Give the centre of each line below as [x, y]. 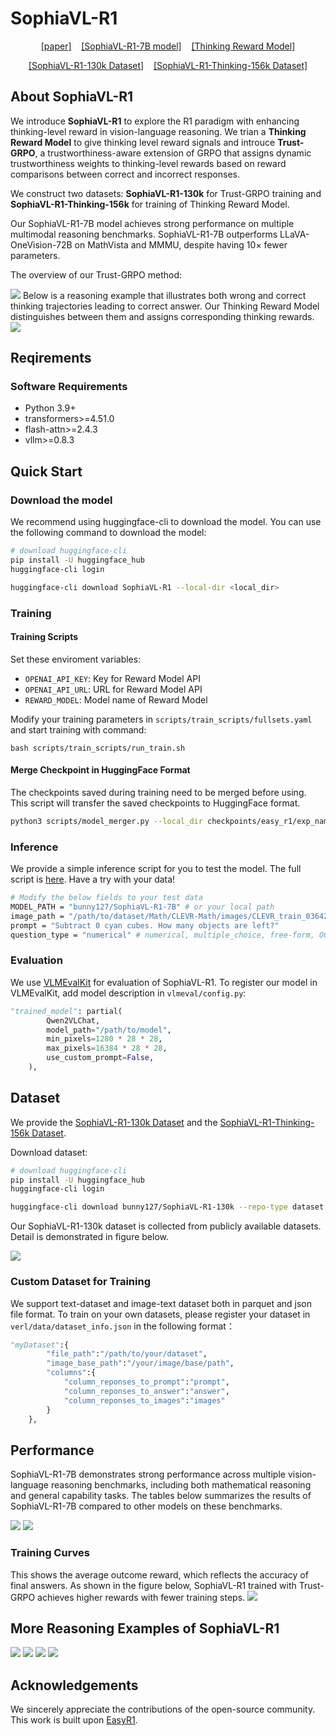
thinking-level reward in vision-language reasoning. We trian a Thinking [158, 131]
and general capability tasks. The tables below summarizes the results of [161, 1496]
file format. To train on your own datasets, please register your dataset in [160, 1314]
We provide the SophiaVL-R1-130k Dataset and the [114, 1122]
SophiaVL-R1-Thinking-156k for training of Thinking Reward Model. [150, 204]
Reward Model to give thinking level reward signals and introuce [143, 142]
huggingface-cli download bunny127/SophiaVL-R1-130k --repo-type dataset [167, 1207]
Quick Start [46, 471]
